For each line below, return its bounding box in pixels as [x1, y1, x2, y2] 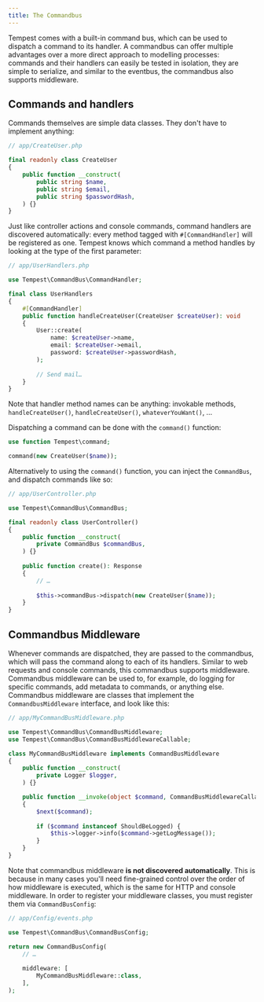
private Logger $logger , [36, 772, 118, 780]
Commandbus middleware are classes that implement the [8, 691, 195, 699]
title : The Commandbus [8, 11, 82, 20]
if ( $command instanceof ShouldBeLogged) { [36, 822, 181, 830]
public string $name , [36, 178, 108, 185]
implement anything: [8, 127, 75, 136]
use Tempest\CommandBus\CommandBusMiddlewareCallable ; [8, 736, 192, 743]
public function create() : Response [22, 563, 143, 571]
